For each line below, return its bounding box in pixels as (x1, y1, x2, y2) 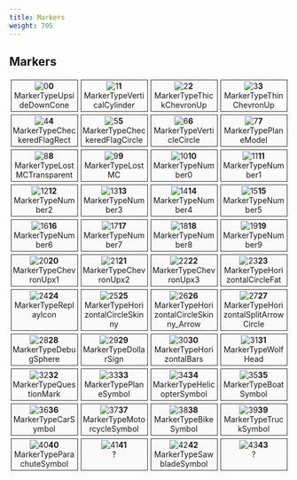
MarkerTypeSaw (153, 449, 215, 460)
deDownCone (19, 99, 69, 111)
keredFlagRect (17, 135, 71, 146)
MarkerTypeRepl (14, 300, 74, 311)
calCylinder (92, 99, 136, 111)
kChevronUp (160, 99, 207, 111)
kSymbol (238, 423, 270, 435)
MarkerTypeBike (153, 414, 215, 425)
